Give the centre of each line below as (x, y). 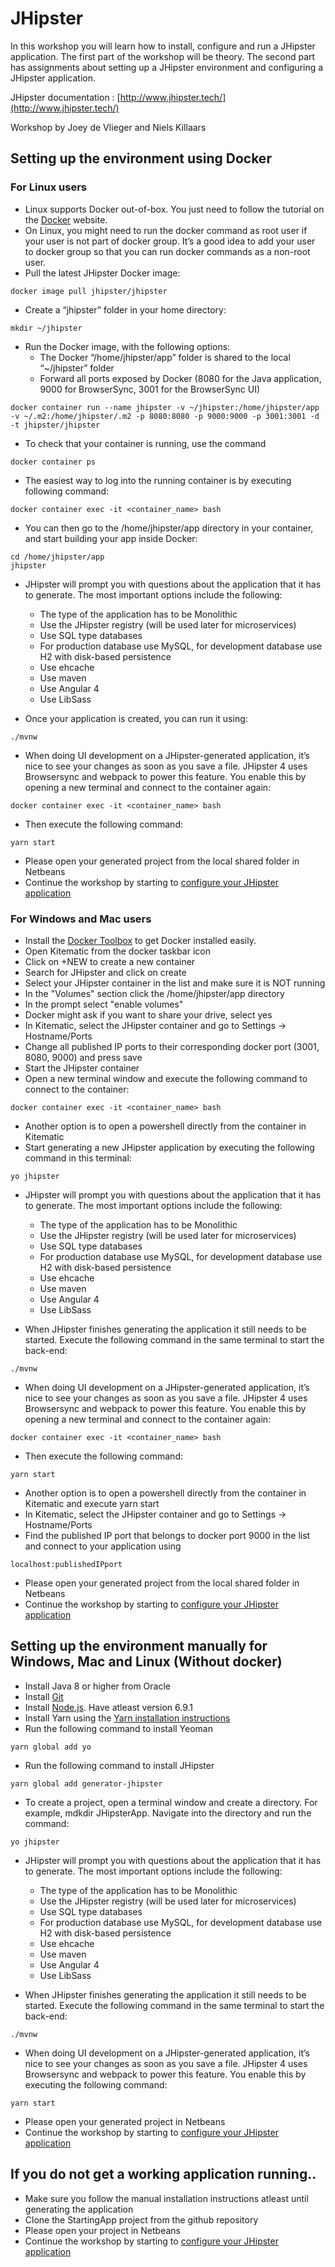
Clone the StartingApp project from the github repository (141, 2219)
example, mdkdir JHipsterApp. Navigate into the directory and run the (168, 1813)
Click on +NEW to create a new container (110, 961)
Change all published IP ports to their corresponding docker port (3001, (172, 1046)
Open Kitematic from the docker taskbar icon (117, 951)
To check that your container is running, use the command (145, 443)
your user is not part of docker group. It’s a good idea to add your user (170, 241)
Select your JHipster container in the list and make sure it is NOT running (175, 983)
